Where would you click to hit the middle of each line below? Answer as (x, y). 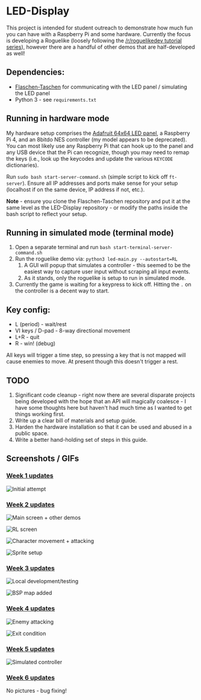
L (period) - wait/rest (41, 324)
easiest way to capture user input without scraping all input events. (107, 271)
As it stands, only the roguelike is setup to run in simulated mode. (105, 278)
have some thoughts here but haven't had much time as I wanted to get (103, 408)
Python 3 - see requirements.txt (56, 99)
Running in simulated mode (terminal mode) (90, 233)
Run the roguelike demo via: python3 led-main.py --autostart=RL (96, 259)
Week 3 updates (31, 568)
